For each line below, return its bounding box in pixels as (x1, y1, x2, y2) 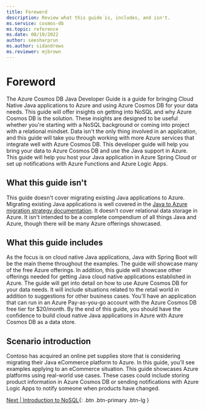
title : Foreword (6, 9, 48, 15)
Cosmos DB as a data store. (6, 318, 76, 326)
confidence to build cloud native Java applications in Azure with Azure (6, 312, 184, 319)
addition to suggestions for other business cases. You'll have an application (6, 292, 196, 300)
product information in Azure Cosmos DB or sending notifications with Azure (6, 378, 199, 386)
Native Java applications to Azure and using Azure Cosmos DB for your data (6, 101, 198, 109)
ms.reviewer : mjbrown (6, 49, 62, 55)
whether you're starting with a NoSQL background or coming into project (6, 121, 190, 128)
